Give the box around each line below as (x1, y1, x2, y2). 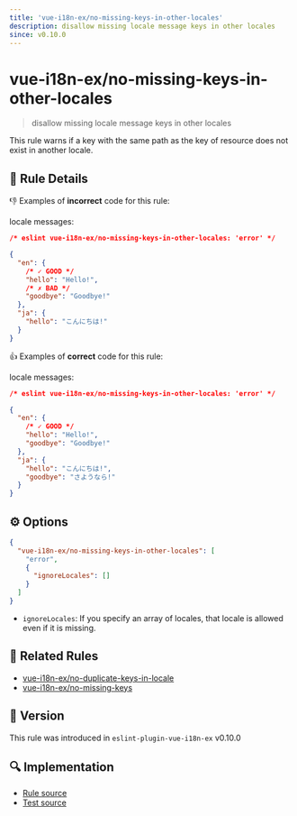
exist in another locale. (9, 145, 94, 156)
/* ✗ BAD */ (25, 283, 70, 293)
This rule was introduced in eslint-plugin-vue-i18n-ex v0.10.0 (9, 732, 241, 743)
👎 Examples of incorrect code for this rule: (9, 196, 170, 206)
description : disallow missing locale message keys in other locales (9, 22, 276, 31)
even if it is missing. (22, 622, 96, 633)
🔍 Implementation (9, 759, 114, 775)
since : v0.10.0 (9, 30, 67, 39)
